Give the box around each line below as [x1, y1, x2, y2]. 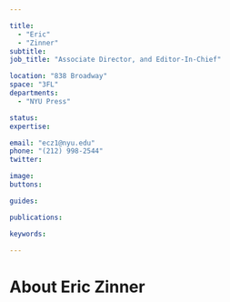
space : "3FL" [9, 80, 59, 89]
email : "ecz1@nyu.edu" [9, 138, 95, 147]
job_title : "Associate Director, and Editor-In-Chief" [9, 55, 222, 65]
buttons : [9, 180, 43, 189]
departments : [9, 88, 59, 97]
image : [9, 172, 35, 181]
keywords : [9, 229, 47, 238]
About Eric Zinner [9, 277, 145, 297]
